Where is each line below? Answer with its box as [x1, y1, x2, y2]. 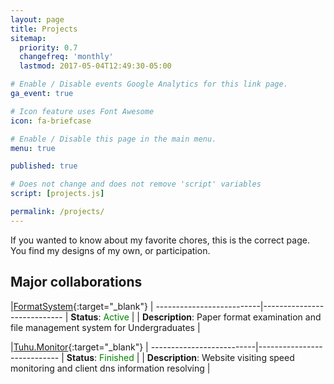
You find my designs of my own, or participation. [10, 244, 211, 256]
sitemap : [10, 33, 47, 43]
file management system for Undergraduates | [10, 321, 201, 333]
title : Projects [10, 24, 78, 34]
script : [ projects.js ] [10, 189, 105, 199]
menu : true [10, 143, 56, 153]
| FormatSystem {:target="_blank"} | [10, 300, 154, 312]
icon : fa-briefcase [10, 116, 92, 126]
